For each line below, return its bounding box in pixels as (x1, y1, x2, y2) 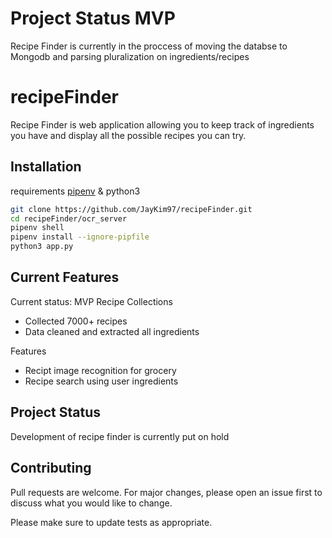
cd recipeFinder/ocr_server (10, 213, 128, 224)
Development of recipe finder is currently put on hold (10, 430, 230, 442)
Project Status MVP (10, 7, 176, 30)
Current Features (10, 269, 120, 286)
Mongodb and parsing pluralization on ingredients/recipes (10, 50, 250, 62)
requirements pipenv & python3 (10, 185, 141, 197)
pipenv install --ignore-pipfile (10, 232, 150, 242)
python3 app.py (10, 242, 74, 252)
